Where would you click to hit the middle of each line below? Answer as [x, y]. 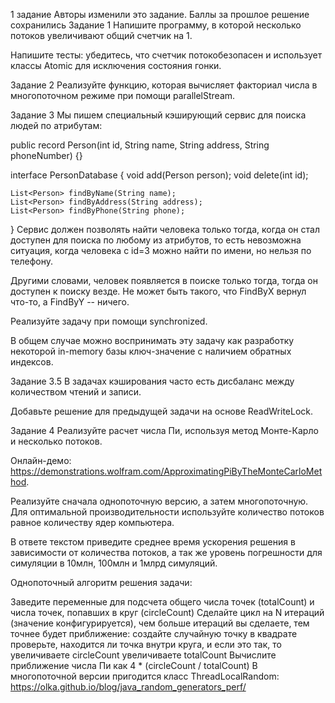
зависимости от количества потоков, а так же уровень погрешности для [166, 552]
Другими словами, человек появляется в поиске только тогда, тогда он [164, 280]
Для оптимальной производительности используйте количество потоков [167, 512]
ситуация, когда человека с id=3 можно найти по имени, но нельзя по [161, 250]
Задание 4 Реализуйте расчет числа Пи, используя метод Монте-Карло [164, 430]
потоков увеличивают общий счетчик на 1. [101, 35]
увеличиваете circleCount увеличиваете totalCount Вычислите [143, 655]
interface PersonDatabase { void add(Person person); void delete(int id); [159, 175]
